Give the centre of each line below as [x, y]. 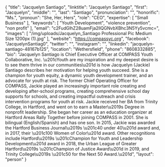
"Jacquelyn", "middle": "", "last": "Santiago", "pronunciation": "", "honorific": [82, 12]
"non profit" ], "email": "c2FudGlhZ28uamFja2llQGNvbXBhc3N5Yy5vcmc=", [82, 28]
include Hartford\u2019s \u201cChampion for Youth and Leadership [74, 138]
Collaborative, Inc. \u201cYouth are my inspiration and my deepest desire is [82, 60]
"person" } [16, 159]
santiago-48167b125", [27, 49]
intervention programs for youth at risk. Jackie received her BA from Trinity [82, 102]
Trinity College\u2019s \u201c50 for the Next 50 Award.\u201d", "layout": [80, 154]
